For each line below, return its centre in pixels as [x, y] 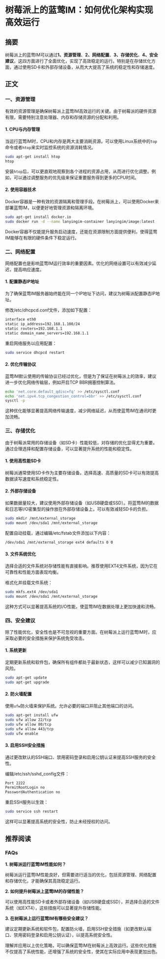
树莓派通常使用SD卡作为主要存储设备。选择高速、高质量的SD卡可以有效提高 [82, 472]
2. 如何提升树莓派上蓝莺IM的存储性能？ [45, 891]
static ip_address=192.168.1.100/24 [42, 324]
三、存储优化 [20, 431]
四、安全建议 [20, 620]
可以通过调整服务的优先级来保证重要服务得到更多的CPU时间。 [76, 177]
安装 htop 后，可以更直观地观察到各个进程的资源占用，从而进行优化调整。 [78, 171]
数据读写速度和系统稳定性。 [33, 479]
